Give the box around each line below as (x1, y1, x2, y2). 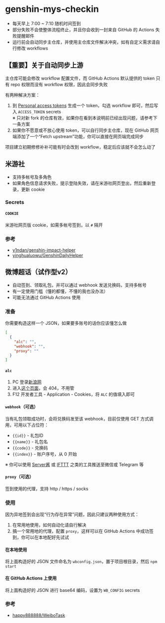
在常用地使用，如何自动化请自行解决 (12, 522, 87, 528)
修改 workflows (16, 45, 49, 51)
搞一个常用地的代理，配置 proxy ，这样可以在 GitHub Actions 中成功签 (12, 528, 154, 534)
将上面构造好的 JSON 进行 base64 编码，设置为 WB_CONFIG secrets (5, 587, 140, 593)
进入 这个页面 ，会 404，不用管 (12, 385, 74, 391)
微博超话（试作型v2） (5, 268, 72, 276)
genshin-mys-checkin (5, 3, 99, 15)
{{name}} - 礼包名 (12, 438, 48, 444)
